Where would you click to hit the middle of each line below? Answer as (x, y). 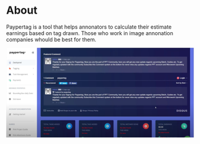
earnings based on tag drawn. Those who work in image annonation (90, 33)
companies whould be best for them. (51, 39)
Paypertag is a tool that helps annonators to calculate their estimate (89, 27)
